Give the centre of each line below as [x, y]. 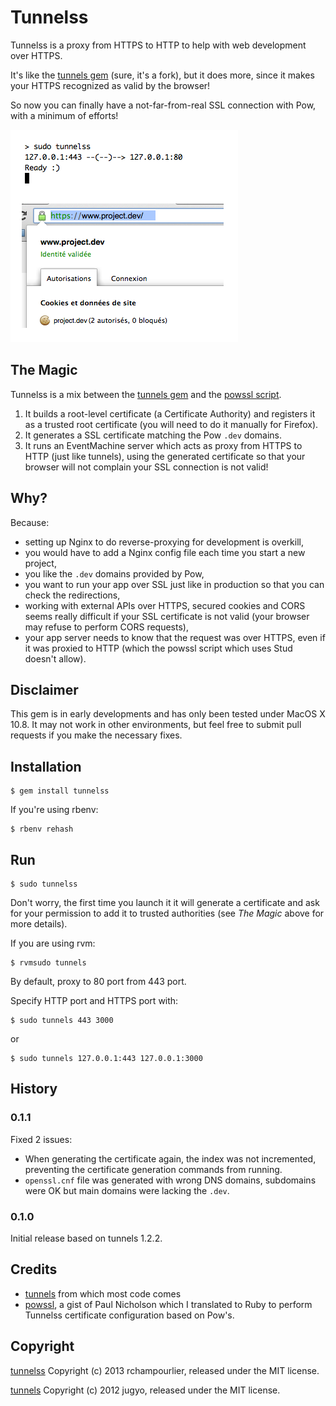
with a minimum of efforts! [64, 115]
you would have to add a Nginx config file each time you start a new [165, 552]
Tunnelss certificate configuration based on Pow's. [129, 1315]
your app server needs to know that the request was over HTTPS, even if [175, 637]
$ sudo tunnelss [44, 884]
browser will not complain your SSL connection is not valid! [146, 467]
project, [40, 563]
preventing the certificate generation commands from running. [153, 1169]
